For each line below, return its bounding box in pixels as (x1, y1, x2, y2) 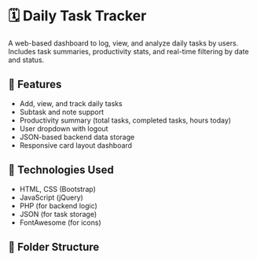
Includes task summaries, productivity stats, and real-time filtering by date (8, 46, 249, 56)
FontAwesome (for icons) (19, 218, 102, 227)
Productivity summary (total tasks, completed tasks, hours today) (19, 116, 232, 125)
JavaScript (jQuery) (19, 193, 84, 202)
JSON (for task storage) (19, 209, 97, 219)
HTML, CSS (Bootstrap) (19, 184, 97, 193)
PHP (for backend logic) (19, 200, 98, 210)
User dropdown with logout (19, 123, 108, 133)
